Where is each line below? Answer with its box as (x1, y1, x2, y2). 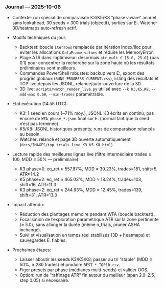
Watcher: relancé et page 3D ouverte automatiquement (19, 136, 131, 142)
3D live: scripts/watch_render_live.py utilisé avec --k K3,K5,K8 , (19, 86, 150, 92)
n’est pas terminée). (19, 121, 60, 127)
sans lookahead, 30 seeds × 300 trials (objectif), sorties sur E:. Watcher (12, 20, 158, 26)
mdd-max (19, 92, 35, 97)
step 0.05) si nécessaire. (19, 277, 70, 284)
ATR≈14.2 (19, 171, 39, 177)
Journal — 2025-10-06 (5, 3, 61, 10)
